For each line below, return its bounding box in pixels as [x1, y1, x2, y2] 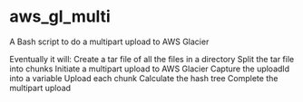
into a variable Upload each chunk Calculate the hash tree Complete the [9, 72, 279, 83]
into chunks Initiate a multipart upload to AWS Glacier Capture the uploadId [9, 63, 290, 74]
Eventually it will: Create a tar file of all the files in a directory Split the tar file [9, 53, 295, 64]
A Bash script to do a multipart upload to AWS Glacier [9, 36, 210, 47]
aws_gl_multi [9, 6, 111, 27]
